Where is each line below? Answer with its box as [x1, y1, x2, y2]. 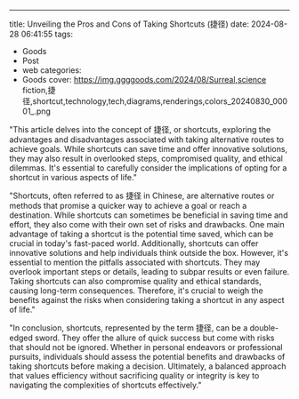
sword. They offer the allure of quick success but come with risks [34, 332, 275, 343]
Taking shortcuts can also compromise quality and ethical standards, [9, 276, 262, 286]
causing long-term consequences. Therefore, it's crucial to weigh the [9, 285, 264, 296]
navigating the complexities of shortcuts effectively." [9, 379, 202, 390]
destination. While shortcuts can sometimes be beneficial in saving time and [9, 210, 288, 220]
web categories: [21, 65, 82, 76]
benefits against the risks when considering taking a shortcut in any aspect [9, 295, 285, 305]
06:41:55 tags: [20, 28, 74, 39]
